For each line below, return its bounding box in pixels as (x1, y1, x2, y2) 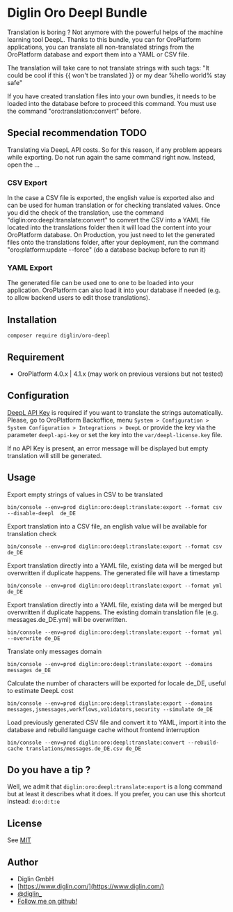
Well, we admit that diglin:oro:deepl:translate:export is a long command (7, 782, 223, 791)
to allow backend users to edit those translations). (7, 294, 151, 302)
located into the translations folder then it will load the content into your (7, 223, 212, 231)
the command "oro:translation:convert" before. (7, 107, 141, 115)
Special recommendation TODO (7, 127, 147, 139)
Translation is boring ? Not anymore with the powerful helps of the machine (7, 28, 223, 36)
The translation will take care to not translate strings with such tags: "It (7, 63, 210, 72)
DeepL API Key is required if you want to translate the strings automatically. (7, 408, 223, 416)
